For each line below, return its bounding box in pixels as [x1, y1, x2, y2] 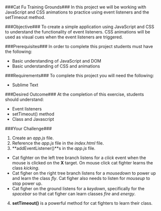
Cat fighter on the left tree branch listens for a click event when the [12, 155, 146, 161]
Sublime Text [12, 82, 39, 88]
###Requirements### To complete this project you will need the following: [5, 73, 154, 78]
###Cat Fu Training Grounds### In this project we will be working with [5, 4, 146, 10]
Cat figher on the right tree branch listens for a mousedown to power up [12, 170, 156, 176]
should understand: [5, 97, 44, 102]
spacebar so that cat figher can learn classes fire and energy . [12, 191, 136, 196]
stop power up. [12, 180, 43, 186]
